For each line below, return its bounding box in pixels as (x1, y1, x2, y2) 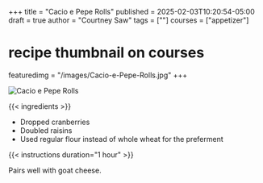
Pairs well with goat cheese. (8, 165, 102, 175)
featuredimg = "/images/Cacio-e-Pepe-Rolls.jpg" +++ (8, 70, 188, 80)
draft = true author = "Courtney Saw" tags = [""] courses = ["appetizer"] (8, 15, 249, 25)
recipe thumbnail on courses (8, 44, 205, 62)
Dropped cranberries (19, 117, 90, 127)
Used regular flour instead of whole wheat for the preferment (19, 134, 223, 143)
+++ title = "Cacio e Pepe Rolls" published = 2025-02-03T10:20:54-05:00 (8, 7, 256, 16)
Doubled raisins (19, 125, 73, 135)
